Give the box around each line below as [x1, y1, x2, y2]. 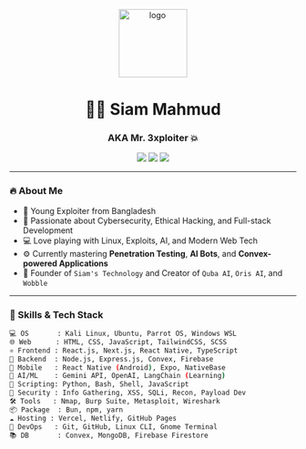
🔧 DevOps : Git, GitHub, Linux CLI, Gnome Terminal [9, 422, 219, 432]
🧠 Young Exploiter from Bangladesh [22, 205, 157, 216]
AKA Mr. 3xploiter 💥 [107, 132, 199, 145]
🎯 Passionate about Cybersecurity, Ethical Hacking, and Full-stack [22, 215, 271, 226]
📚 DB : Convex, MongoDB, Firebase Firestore [9, 431, 209, 440]
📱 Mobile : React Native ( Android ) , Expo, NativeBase [9, 362, 226, 372]
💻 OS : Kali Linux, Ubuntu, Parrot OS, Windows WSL [9, 329, 237, 339]
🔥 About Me [9, 185, 64, 198]
